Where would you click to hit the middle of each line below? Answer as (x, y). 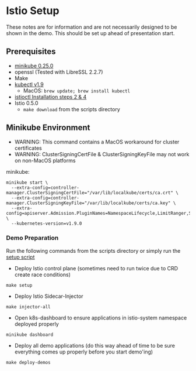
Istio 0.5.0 (26, 103)
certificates (28, 148)
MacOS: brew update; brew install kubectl (77, 90)
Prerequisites (31, 52)
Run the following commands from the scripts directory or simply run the (93, 250)
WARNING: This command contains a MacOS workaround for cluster (97, 142)
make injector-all (28, 307)
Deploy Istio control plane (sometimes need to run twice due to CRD (96, 268)
